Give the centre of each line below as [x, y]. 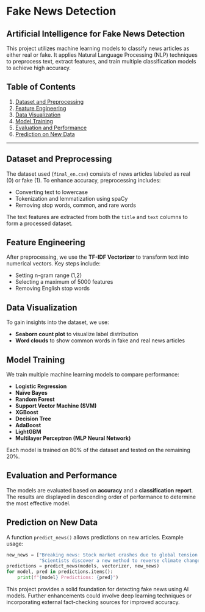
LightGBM [28, 432]
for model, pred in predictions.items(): [60, 572]
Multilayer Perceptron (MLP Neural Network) [73, 438]
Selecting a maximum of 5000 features [64, 282]
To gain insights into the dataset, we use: [58, 322]
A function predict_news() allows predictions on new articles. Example [95, 537]
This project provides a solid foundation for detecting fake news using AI [98, 589]
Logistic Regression [41, 386]
